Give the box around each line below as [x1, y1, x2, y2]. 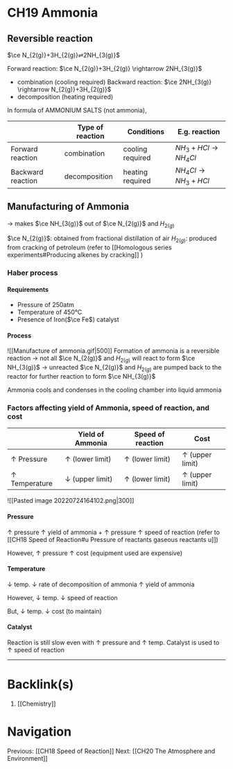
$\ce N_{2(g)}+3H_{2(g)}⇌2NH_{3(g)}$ [7, 51, 120, 59]
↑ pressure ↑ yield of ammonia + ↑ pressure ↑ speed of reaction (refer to [7, 528, 221, 536]
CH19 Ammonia [7, 5, 98, 21]
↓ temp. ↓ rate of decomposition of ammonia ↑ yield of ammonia [7, 580, 196, 588]
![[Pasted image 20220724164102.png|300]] [7, 497, 135, 505]
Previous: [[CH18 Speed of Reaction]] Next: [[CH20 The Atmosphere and [7, 747, 216, 755]
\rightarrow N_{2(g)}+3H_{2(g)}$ [17, 85, 112, 93]
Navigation [7, 724, 71, 740]
